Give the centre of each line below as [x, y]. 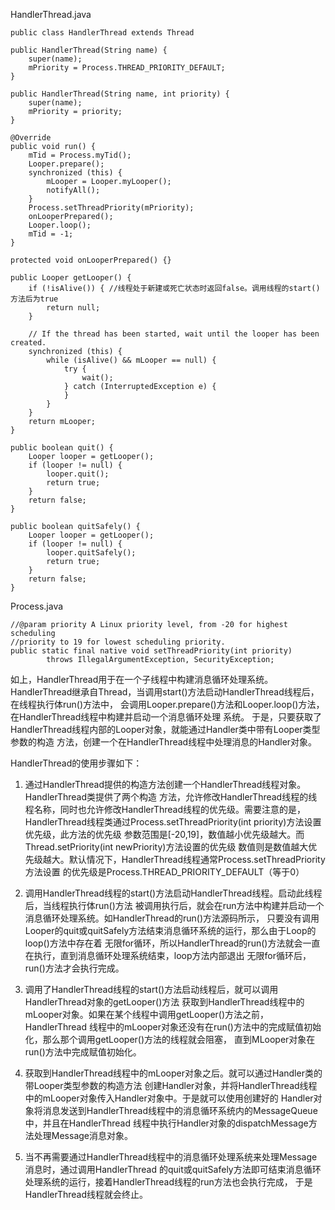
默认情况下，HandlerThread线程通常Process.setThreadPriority [197, 859]
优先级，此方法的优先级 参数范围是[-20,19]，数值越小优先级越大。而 [164, 834]
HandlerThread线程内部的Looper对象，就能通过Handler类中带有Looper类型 [165, 729]
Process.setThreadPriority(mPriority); [111, 208]
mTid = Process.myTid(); [80, 155]
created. [28, 343]
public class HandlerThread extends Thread [102, 33]
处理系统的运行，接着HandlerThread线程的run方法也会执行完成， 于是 [168, 1182]
